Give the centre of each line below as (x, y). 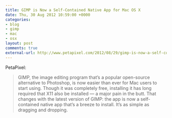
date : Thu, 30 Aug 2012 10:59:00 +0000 (48, 15)
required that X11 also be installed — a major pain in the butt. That (87, 93)
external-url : (20, 53)
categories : (18, 19)
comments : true (21, 48)
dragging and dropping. (43, 110)
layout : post (19, 43)
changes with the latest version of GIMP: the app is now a (79, 99)
